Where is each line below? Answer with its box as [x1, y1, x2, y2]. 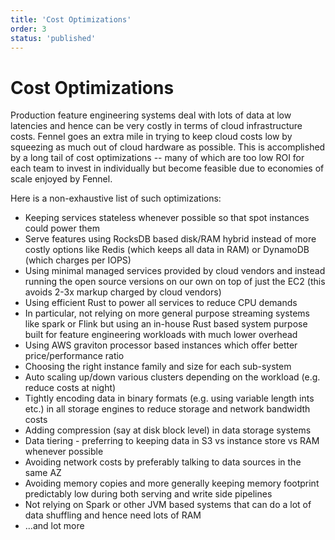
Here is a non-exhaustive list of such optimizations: [10, 192, 222, 205]
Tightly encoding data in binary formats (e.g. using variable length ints [24, 392, 315, 405]
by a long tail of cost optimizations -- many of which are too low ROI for [10, 152, 305, 164]
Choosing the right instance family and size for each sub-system [24, 361, 292, 373]
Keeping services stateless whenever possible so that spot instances [24, 212, 310, 224]
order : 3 [10, 24, 47, 34]
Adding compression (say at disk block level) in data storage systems [24, 424, 312, 436]
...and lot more [24, 520, 85, 532]
